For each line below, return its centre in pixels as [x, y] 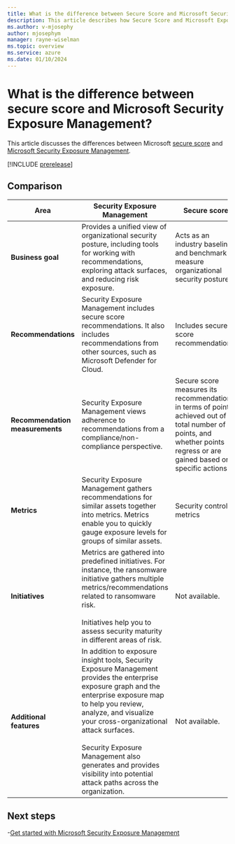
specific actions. [202, 468]
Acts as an [192, 235]
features [25, 726]
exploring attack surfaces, [124, 270]
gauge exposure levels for [124, 532]
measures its [196, 389]
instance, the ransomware [124, 569]
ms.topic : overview [36, 46]
